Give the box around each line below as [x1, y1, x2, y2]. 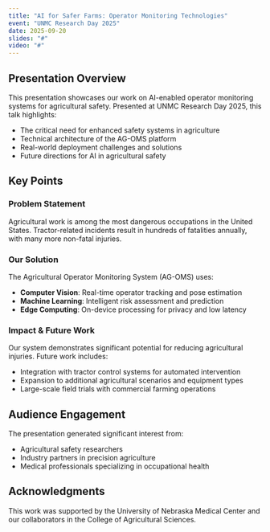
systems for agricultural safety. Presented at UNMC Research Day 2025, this [8, 101, 262, 111]
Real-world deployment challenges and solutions [19, 142, 182, 152]
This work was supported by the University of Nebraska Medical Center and [8, 505, 260, 515]
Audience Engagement [8, 407, 126, 421]
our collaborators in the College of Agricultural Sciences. [8, 514, 197, 524]
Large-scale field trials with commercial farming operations [19, 384, 216, 394]
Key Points [8, 174, 63, 188]
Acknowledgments [8, 485, 106, 498]
